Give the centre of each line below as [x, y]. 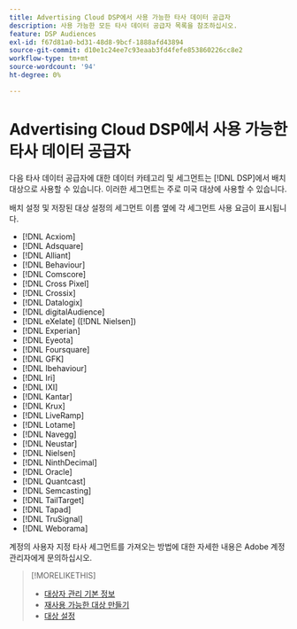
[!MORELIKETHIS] [63, 575]
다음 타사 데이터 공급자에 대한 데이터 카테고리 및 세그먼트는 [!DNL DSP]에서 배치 [148, 177]
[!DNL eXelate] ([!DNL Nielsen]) [79, 321]
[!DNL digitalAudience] [63, 312]
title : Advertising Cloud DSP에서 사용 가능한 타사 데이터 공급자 [120, 17]
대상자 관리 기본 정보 [80, 594]
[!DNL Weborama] [55, 528]
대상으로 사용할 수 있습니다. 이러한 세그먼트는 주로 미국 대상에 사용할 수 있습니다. [148, 189]
